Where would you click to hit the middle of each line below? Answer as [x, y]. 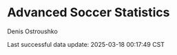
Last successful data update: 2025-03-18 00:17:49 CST [86, 44]
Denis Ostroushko [33, 31]
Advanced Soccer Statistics [88, 13]
